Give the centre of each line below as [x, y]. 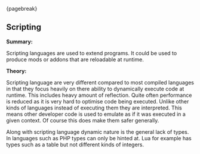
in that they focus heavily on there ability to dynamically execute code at [95, 89]
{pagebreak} [22, 9]
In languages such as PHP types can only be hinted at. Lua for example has [99, 138]
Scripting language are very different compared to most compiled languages [100, 82]
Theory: [16, 71]
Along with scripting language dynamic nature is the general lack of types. [98, 132]
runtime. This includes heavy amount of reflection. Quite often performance [99, 95]
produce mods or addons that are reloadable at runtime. [75, 59]
